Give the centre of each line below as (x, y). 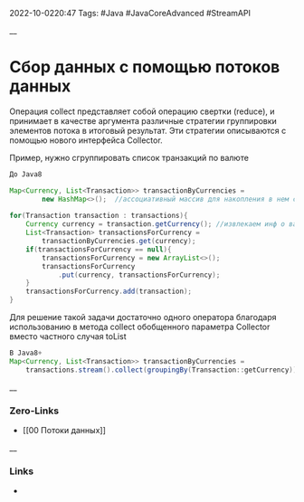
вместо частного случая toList (68, 336)
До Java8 (26, 174)
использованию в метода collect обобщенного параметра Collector (140, 327)
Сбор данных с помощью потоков (145, 67)
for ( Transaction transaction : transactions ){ (99, 216)
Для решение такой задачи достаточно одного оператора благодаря (143, 317)
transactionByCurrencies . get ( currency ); (119, 242)
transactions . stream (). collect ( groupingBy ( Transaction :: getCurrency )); (163, 370)
